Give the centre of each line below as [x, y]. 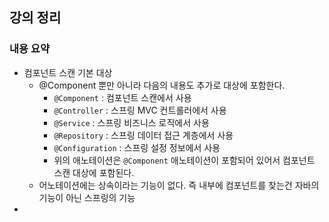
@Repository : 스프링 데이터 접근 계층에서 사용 [143, 135]
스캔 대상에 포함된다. [94, 172]
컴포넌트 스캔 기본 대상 [68, 72]
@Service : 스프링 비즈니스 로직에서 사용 [131, 122]
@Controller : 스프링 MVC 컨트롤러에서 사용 [140, 110]
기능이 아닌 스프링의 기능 [87, 197]
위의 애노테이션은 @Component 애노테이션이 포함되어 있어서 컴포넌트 [184, 160]
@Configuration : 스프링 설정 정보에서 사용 [137, 147]
